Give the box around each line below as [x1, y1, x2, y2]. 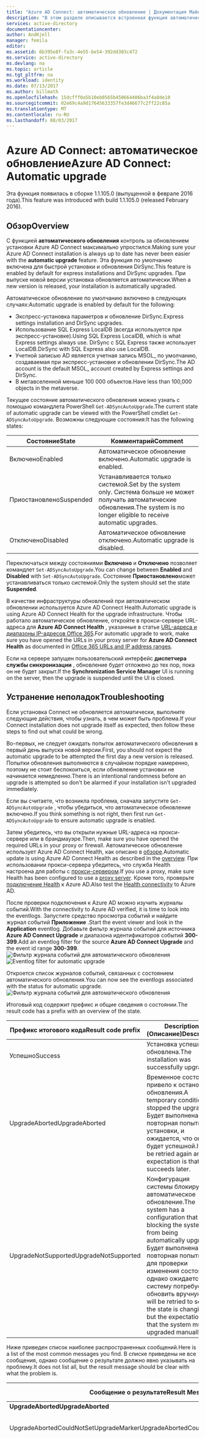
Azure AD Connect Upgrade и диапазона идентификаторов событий [6, 931, 184, 939]
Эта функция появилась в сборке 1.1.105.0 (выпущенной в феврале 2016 [6, 190, 193, 197]
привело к [146, 1080, 177, 1089]
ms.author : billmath [6, 89, 59, 95]
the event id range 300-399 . [6, 944, 79, 952]
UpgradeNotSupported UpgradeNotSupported [9, 1251, 141, 1260]
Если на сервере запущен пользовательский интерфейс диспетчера [6, 655, 187, 662]
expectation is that [146, 1157, 200, 1165]
